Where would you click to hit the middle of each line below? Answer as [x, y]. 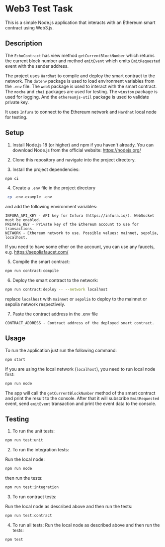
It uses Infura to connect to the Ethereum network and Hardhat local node [81, 112]
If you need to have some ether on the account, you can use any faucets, [80, 247]
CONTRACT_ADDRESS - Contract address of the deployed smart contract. [80, 323]
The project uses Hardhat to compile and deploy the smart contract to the [80, 76]
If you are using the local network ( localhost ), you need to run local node [80, 369]
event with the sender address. [37, 66]
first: [10, 374]
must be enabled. [23, 220]
